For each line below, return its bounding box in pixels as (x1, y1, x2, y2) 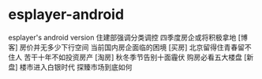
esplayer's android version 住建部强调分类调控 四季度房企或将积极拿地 (8, 32, 237, 42)
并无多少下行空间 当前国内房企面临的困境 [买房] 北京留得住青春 (33, 42, 238, 52)
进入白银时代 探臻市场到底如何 (33, 62, 133, 72)
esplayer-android (8, 6, 125, 24)
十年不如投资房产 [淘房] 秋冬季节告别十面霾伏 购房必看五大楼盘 (37, 52, 242, 62)
